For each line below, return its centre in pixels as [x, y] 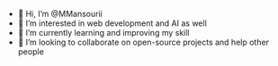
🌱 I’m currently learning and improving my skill [104, 33]
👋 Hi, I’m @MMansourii [60, 14]
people [31, 52]
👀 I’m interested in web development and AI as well [112, 23]
